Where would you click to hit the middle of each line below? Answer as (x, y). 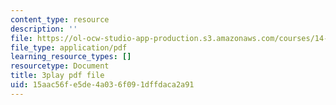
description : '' (44, 29)
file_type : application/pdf (69, 47)
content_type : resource (60, 19)
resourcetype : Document (60, 66)
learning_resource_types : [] (71, 57)
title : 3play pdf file (57, 76)
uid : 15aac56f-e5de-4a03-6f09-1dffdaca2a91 (102, 85)
